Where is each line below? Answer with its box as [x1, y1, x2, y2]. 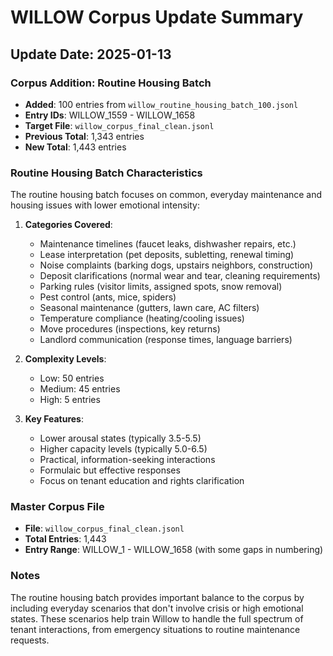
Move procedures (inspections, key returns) [39, 323, 221, 335]
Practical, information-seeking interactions [39, 454, 216, 466]
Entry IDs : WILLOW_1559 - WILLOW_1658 [24, 109, 196, 121]
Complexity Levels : [24, 353, 107, 365]
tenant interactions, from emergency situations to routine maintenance [10, 623, 301, 635]
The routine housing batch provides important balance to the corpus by [10, 591, 305, 603]
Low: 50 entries [39, 372, 105, 385]
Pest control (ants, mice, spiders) [39, 291, 177, 303]
